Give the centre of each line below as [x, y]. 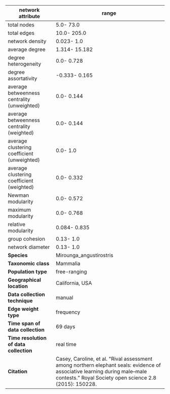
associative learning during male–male [101, 372]
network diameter [29, 247]
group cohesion [27, 239]
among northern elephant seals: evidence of [108, 365]
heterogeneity [25, 64]
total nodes [21, 25]
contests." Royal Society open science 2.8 [106, 378]
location [18, 286]
